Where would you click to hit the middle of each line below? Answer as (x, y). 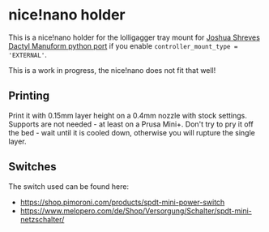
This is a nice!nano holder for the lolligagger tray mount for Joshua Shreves (134, 37)
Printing (29, 96)
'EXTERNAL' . (28, 54)
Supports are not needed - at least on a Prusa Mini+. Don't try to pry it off (131, 124)
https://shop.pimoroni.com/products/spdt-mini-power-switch (122, 202)
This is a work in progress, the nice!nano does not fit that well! (112, 70)
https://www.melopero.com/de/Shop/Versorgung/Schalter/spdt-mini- (136, 211)
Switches (32, 167)
